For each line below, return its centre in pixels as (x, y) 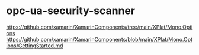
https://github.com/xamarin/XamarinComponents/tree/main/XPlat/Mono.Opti (99, 27)
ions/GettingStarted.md (35, 46)
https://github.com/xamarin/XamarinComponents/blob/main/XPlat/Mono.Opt (99, 39)
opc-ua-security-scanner (70, 11)
